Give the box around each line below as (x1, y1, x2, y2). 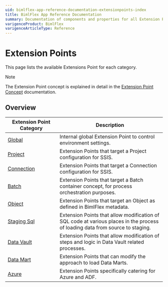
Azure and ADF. (59, 273, 96, 280)
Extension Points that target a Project (59, 148, 146, 155)
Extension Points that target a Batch (59, 176, 143, 183)
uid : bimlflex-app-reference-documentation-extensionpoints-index (5, 7, 146, 13)
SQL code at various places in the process (59, 218, 159, 225)
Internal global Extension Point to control (59, 133, 155, 140)
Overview (5, 103, 36, 112)
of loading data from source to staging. (59, 224, 151, 231)
